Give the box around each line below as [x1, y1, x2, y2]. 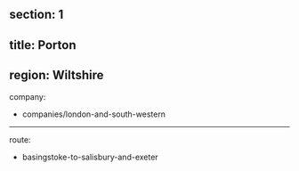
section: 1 [9, 7, 64, 22]
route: [9, 134, 31, 145]
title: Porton [9, 37, 77, 53]
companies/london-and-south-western [21, 109, 166, 119]
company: [9, 91, 46, 102]
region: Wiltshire [9, 68, 104, 83]
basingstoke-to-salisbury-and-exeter [21, 151, 158, 162]
